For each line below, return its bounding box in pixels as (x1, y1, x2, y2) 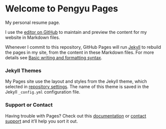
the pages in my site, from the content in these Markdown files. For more (5, 49, 154, 55)
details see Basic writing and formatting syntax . (5, 54, 103, 60)
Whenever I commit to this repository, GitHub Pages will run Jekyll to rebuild (5, 44, 162, 50)
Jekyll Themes (5, 67, 42, 74)
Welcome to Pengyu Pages (5, 3, 118, 14)
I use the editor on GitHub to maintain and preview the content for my (5, 29, 147, 35)
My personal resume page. (5, 19, 61, 25)
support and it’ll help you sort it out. (5, 118, 78, 124)
